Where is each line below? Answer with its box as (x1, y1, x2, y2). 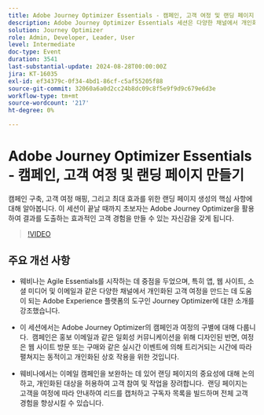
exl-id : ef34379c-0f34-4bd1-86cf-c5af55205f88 (8, 77, 163, 85)
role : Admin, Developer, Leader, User (8, 33, 135, 42)
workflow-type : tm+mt (8, 92, 79, 100)
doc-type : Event (8, 48, 61, 56)
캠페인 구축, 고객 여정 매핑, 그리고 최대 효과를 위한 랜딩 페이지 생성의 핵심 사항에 (8, 193, 253, 203)
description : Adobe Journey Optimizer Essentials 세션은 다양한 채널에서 (8, 19, 238, 27)
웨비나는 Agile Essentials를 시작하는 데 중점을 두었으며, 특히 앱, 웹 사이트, (19, 276, 246, 285)
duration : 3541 (8, 56, 58, 64)
